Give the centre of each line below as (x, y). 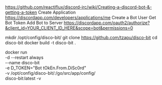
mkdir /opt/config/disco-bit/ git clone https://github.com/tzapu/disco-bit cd (81, 37)
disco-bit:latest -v (23, 78)
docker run (16, 52)
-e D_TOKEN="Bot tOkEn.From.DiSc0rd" (46, 68)
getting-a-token (21, 12)
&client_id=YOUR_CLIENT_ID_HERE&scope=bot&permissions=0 (69, 28)
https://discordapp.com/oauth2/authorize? (107, 23)
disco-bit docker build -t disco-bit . (40, 43)
